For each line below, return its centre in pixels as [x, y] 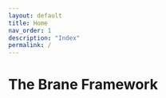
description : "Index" [44, 38]
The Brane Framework [83, 85]
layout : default [35, 16]
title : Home [28, 23]
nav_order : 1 [30, 30]
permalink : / [30, 45]
